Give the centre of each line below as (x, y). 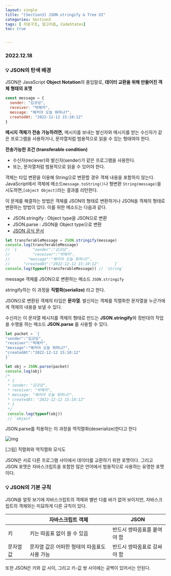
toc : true (16, 29)
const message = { (25, 98)
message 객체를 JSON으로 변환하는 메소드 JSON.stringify (65, 279)
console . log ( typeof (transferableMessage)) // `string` (65, 268)
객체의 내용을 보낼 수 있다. (36, 307)
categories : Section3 (28, 19)
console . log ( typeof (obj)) (35, 414)
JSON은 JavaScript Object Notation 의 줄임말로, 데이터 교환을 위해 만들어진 (81, 82)
